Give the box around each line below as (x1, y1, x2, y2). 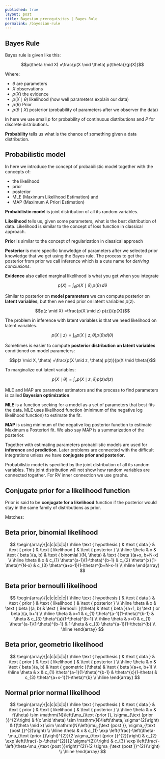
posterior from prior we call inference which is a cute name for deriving (5, 258, 149, 264)
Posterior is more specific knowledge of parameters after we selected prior (5, 248, 158, 253)
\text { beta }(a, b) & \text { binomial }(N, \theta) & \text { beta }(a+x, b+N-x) (6, 552, 159, 558)
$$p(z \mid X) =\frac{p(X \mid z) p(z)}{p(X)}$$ (35, 308, 130, 313)
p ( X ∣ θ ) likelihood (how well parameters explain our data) (12, 96, 129, 102)
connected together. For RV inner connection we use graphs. (5, 472, 129, 478)
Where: (5, 71, 20, 77)
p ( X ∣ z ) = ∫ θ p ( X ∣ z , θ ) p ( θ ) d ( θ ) (51, 332, 114, 339)
